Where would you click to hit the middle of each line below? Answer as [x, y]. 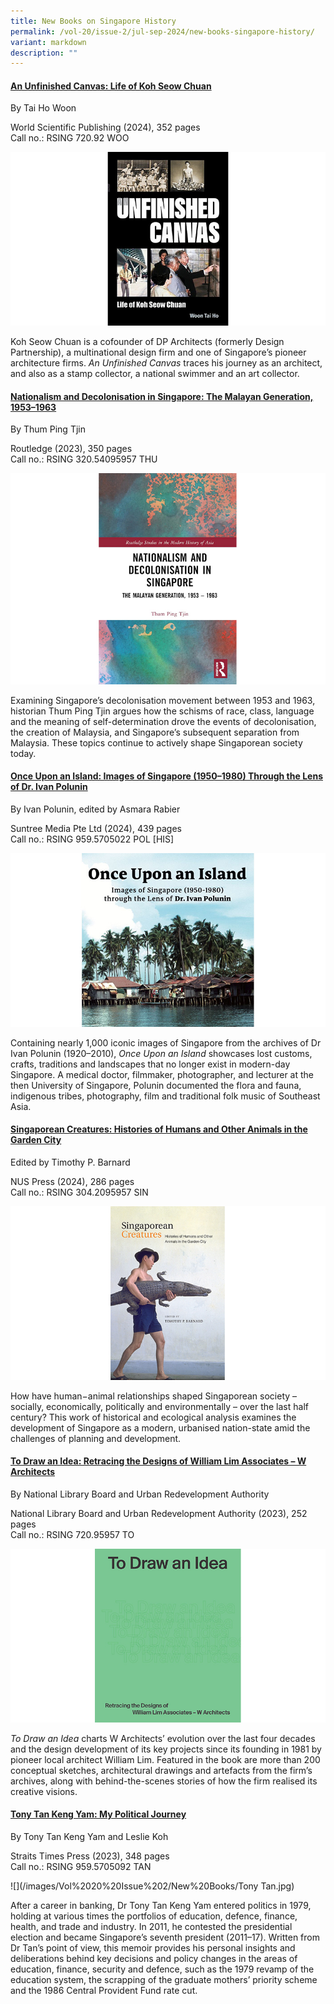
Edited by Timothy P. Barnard [70, 1162]
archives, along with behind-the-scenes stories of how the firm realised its [164, 1781]
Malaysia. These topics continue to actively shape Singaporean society [156, 742]
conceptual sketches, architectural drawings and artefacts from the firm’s [161, 1770]
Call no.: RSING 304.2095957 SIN [79, 1192]
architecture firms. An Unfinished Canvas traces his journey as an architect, [166, 363]
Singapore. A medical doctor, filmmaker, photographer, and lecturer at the [162, 1074]
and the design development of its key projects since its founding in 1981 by [166, 1749]
